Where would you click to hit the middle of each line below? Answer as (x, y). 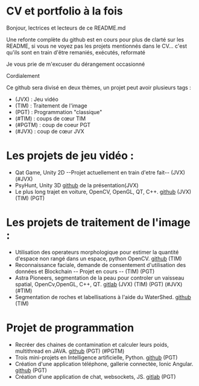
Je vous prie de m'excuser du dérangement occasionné (76, 64)
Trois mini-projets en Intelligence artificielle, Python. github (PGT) (96, 357)
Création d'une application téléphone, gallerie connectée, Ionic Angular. (104, 364)
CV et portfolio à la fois (65, 11)
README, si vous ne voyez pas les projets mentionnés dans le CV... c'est (97, 46)
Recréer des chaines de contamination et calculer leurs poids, (92, 344)
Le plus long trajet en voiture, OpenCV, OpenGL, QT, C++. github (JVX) (103, 191)
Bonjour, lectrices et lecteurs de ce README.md (66, 28)
